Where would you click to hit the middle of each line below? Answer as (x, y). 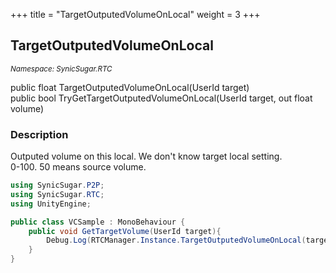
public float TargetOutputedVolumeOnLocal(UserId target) (130, 87)
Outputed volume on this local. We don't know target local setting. (146, 156)
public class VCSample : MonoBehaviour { (98, 222)
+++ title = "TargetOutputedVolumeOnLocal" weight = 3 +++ (135, 14)
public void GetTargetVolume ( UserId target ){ (125, 231)
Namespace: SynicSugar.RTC (61, 69)
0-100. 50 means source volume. (78, 167)
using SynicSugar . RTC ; (57, 194)
